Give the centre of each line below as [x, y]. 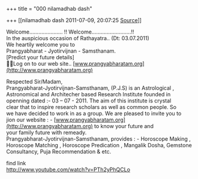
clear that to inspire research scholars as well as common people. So [91, 107]
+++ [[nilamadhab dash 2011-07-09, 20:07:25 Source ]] [74, 20]
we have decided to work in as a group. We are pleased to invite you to [94, 113]
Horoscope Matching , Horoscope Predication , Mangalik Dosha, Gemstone [99, 145]
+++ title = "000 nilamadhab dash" [49, 9]
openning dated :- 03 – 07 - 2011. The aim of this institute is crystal [89, 101]
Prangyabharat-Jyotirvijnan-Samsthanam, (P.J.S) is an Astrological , [90, 88]
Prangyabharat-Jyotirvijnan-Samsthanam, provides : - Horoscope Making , [98, 139]
